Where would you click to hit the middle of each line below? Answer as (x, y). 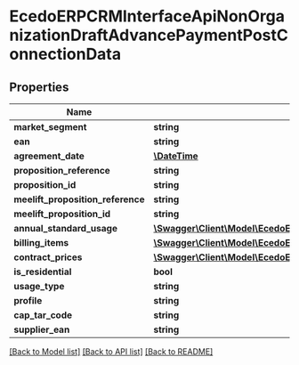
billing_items (41, 243)
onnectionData (65, 54)
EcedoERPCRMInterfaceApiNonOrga (147, 16)
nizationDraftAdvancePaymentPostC (149, 35)
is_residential (43, 272)
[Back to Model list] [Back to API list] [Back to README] (111, 352)
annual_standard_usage (66, 228)
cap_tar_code (43, 315)
